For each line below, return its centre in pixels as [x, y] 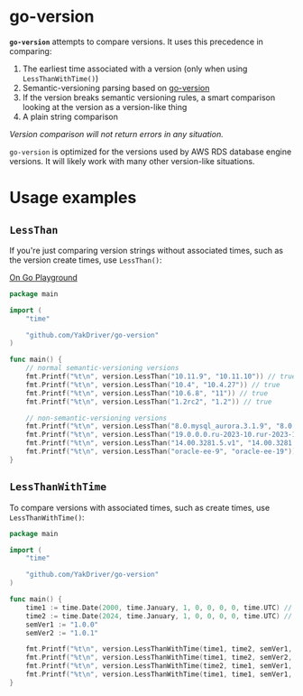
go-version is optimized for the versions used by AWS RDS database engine [151, 152]
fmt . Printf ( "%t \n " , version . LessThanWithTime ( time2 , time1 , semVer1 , [159, 666]
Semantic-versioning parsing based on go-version [116, 88]
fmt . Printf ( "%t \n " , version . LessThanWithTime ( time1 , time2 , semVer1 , [159, 649]
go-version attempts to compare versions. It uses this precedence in [137, 42]
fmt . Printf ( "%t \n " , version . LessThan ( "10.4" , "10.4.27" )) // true [153, 385]
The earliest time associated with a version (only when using [135, 69]
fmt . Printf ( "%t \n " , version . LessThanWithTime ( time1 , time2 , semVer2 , [159, 658]
